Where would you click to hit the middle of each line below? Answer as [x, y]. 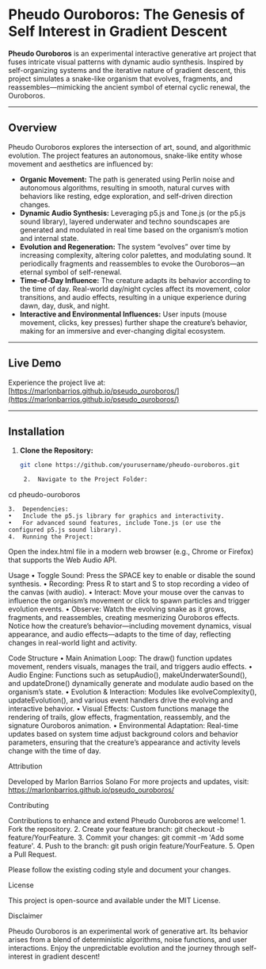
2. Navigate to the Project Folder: [85, 480]
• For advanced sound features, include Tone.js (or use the [115, 523]
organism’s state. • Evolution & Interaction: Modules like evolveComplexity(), [133, 692]
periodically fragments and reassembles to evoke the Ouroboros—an [132, 263]
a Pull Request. [32, 855]
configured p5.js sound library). [65, 530]
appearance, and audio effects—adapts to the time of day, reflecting [120, 634]
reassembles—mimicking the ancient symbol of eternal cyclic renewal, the [129, 87]
